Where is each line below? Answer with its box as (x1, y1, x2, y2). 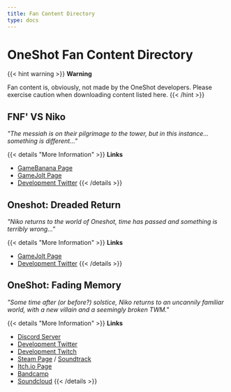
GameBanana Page (17, 164, 73, 172)
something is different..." (7, 137, 78, 145)
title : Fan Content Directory (7, 10, 96, 17)
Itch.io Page (17, 362, 52, 370)
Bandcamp (17, 369, 49, 377)
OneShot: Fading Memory (7, 280, 122, 292)
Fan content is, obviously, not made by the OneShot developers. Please (7, 83, 213, 91)
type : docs (7, 17, 39, 24)
